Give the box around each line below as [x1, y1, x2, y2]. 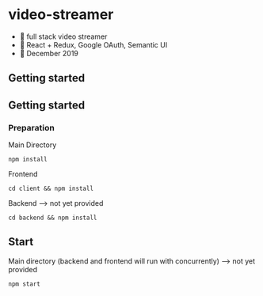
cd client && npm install [8, 184, 93, 193]
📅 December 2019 [19, 48, 79, 58]
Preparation [8, 122, 55, 133]
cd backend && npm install [8, 214, 97, 222]
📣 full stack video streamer [19, 32, 108, 41]
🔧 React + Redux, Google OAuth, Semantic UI [19, 40, 168, 49]
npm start [8, 279, 41, 288]
